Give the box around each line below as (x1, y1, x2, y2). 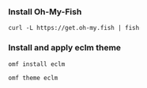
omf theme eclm (8, 74, 58, 82)
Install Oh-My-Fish (8, 6, 82, 17)
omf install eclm (8, 60, 66, 68)
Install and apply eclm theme (8, 42, 121, 53)
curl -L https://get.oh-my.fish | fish (8, 24, 140, 32)
